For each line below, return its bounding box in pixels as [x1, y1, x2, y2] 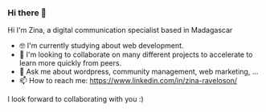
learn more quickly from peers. [18, 58, 122, 68]
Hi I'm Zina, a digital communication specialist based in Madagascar [7, 26, 233, 35]
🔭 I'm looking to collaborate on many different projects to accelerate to [18, 50, 253, 59]
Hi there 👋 [7, 7, 47, 18]
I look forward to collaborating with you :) [7, 94, 144, 104]
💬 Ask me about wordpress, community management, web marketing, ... [18, 67, 259, 77]
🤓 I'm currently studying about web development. [18, 41, 184, 50]
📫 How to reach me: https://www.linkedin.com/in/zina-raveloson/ [18, 76, 238, 86]
